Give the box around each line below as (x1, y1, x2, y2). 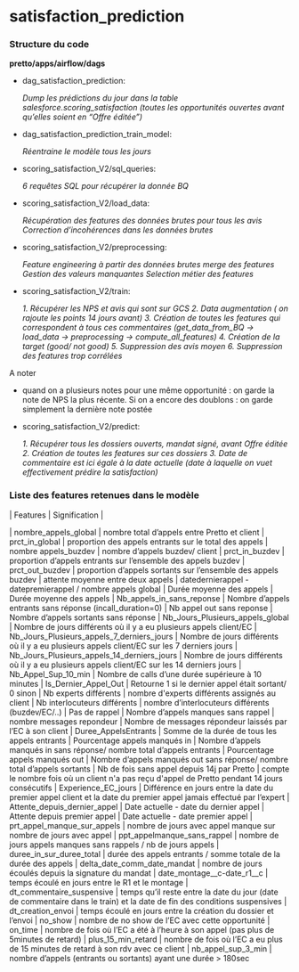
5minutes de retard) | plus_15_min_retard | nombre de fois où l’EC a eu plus (9, 934, 283, 944)
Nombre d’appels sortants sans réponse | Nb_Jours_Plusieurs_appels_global (9, 612, 289, 623)
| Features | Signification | (9, 510, 104, 520)
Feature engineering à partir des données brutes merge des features (21, 259, 275, 270)
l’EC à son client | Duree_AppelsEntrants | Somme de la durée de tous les (9, 725, 278, 736)
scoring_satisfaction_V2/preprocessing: (21, 242, 167, 253)
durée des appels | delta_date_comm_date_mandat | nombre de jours (9, 858, 263, 869)
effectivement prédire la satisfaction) (21, 467, 158, 478)
